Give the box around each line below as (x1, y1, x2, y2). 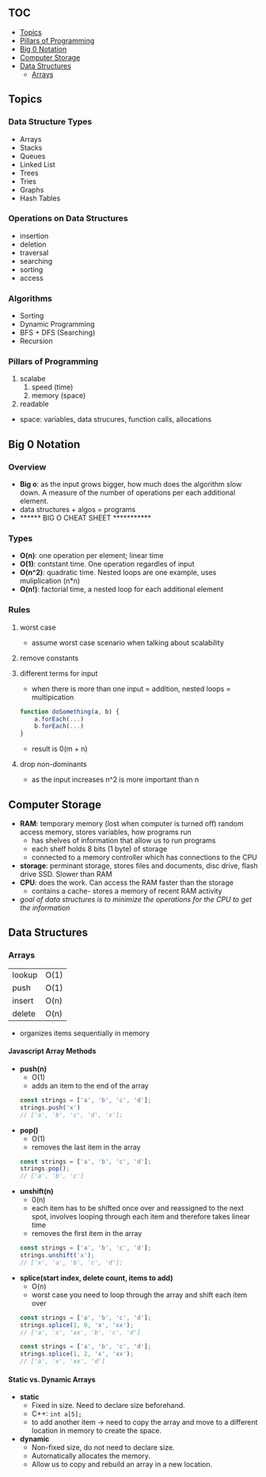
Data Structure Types (8, 117, 93, 128)
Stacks (19, 143, 43, 152)
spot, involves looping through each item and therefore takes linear (31, 1212, 251, 1222)
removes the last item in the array (31, 1142, 141, 1152)
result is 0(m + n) (31, 744, 89, 754)
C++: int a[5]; (31, 1409, 82, 1418)
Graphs (19, 185, 44, 194)
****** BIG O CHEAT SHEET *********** (19, 513, 152, 522)
